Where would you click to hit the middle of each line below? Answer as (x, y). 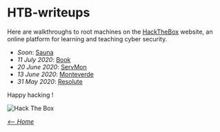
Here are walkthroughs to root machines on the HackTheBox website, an (110, 32)
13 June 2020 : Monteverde (56, 74)
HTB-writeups (49, 13)
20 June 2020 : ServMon (52, 67)
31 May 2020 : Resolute (50, 81)
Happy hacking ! (30, 95)
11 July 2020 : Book (44, 59)
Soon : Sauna (35, 52)
